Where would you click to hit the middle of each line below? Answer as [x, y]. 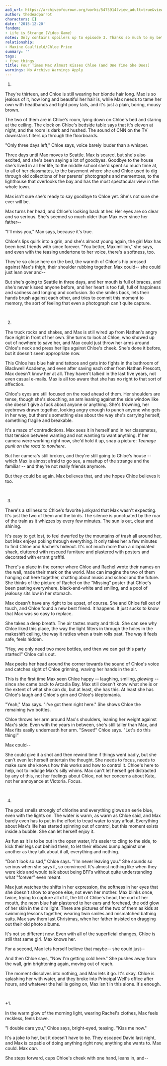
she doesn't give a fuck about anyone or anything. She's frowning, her [77, 404]
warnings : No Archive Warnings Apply [44, 70]
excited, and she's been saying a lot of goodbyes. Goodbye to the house [79, 160]
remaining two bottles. [28, 710]
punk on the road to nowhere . [36, 446]
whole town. [18, 187]
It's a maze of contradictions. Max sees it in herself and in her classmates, [81, 430]
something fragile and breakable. [39, 420]
